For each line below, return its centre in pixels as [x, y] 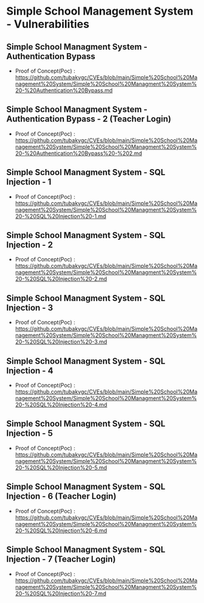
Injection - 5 [30, 434]
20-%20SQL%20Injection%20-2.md [61, 279]
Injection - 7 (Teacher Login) [61, 559]
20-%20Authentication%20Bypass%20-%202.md [79, 153]
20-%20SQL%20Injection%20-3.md [61, 342]
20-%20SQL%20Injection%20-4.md [61, 405]
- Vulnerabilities [48, 24]
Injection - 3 [30, 307]
